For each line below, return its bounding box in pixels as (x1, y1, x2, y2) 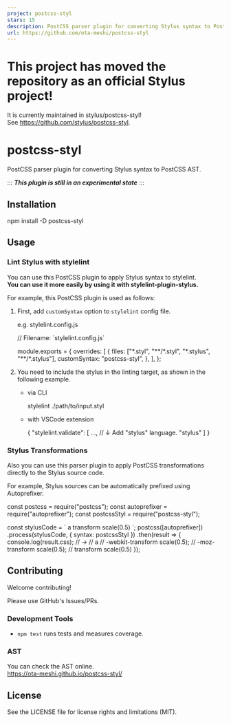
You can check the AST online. (7, 662, 94, 671)
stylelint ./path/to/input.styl (27, 401, 104, 410)
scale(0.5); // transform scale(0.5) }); (36, 545, 141, 553)
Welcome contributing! (7, 583, 72, 591)
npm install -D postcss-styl (7, 216, 84, 224)
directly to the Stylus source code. (7, 468, 104, 476)
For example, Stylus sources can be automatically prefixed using (7, 481, 190, 490)
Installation (7, 198, 56, 210)
